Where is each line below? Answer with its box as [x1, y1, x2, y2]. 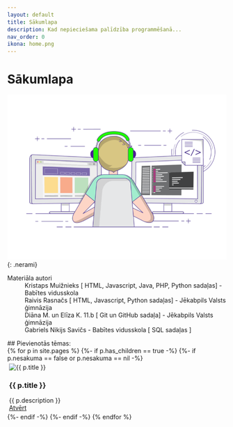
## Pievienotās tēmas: [7, 339, 71, 348]
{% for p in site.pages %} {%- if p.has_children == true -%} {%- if [7, 347, 196, 355]
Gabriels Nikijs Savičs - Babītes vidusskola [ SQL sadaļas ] [24, 326, 192, 334]
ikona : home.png [7, 40, 54, 48]
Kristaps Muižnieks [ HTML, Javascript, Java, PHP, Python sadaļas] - [24, 281, 223, 290]
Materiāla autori [7, 274, 52, 282]
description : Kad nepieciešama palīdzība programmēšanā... [7, 26, 182, 33]
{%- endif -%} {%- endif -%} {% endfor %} [7, 413, 132, 421]
